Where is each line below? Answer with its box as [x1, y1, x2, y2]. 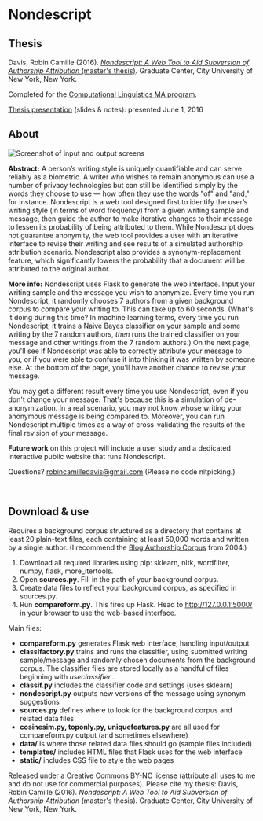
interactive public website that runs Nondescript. [8, 451, 166, 461]
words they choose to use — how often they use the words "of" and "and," [8, 189, 250, 198]
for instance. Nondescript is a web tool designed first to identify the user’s [8, 197, 248, 206]
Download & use [8, 505, 89, 518]
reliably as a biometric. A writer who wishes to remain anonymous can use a [8, 171, 254, 182]
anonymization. [8, 403, 58, 412]
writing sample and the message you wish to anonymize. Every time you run [8, 287, 254, 296]
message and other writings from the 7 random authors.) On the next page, [8, 337, 251, 347]
